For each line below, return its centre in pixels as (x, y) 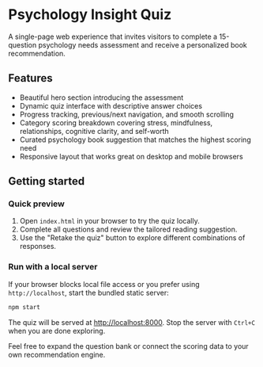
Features (30, 78)
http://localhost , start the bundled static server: (89, 292)
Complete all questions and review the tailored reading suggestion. (128, 229)
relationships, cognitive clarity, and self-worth (94, 131)
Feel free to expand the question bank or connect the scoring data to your (128, 346)
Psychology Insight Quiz (90, 15)
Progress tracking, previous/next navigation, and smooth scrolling (127, 114)
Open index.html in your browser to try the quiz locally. (109, 221)
